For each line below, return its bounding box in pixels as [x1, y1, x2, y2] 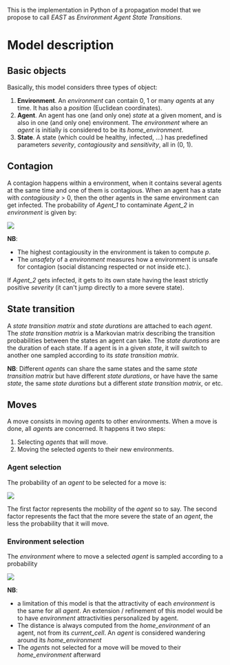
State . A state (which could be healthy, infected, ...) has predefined [17, 133, 208, 141]
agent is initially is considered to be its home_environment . [17, 126, 184, 134]
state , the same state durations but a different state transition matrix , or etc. [7, 379, 223, 387]
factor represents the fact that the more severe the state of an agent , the [7, 512, 213, 520]
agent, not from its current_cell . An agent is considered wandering [17, 628, 205, 637]
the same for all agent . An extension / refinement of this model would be [17, 607, 223, 615]
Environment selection [7, 537, 85, 546]
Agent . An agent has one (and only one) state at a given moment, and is [17, 111, 222, 119]
